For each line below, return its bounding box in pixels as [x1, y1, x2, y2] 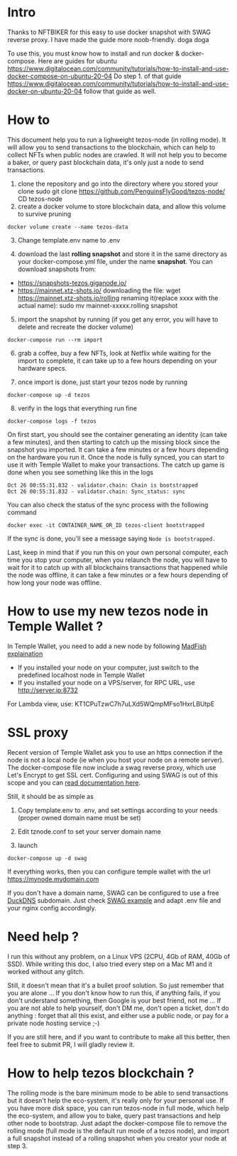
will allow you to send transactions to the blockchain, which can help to [7, 143, 216, 152]
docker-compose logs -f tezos [7, 418, 97, 425]
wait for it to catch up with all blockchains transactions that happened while [7, 563, 228, 571]
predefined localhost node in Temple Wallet [17, 670, 145, 679]
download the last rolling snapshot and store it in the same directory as [17, 250, 228, 258]
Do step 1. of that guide [113, 72, 182, 80]
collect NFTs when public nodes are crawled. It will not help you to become [7, 150, 227, 159]
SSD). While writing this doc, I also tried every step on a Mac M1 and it [7, 960, 213, 968]
